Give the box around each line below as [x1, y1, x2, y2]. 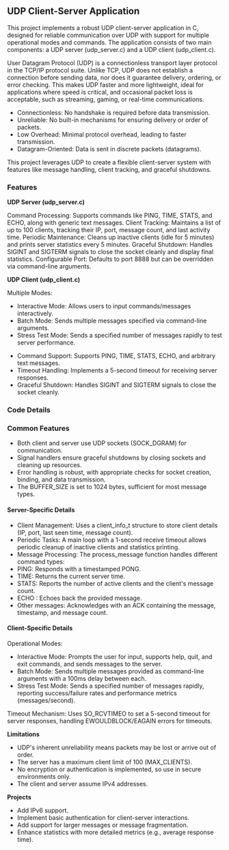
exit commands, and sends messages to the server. [16, 660, 163, 668]
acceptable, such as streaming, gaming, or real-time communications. [7, 95, 204, 103]
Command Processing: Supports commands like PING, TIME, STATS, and [7, 212, 213, 220]
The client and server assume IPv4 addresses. [16, 779, 148, 788]
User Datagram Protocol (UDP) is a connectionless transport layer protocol [7, 58, 217, 67]
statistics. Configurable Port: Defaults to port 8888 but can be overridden [7, 255, 214, 263]
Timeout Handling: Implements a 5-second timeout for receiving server [16, 366, 217, 375]
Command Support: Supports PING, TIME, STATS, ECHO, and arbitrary [16, 352, 216, 360]
